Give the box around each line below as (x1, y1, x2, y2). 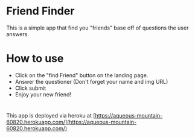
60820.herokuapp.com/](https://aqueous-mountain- (6, 119, 137, 126)
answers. (6, 30, 29, 37)
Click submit (14, 84, 46, 92)
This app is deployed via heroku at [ (6, 112, 95, 119)
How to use (6, 52, 64, 66)
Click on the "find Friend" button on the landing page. (14, 71, 149, 79)
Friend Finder (6, 4, 75, 18)
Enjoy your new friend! (14, 90, 71, 98)
